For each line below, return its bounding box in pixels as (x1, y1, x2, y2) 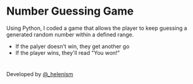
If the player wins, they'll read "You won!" (15, 49, 120, 56)
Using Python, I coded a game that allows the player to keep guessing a (6, 24, 187, 32)
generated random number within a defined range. (6, 30, 134, 38)
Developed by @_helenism (6, 71, 74, 78)
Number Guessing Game (6, 4, 134, 18)
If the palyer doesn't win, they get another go (15, 43, 130, 50)
